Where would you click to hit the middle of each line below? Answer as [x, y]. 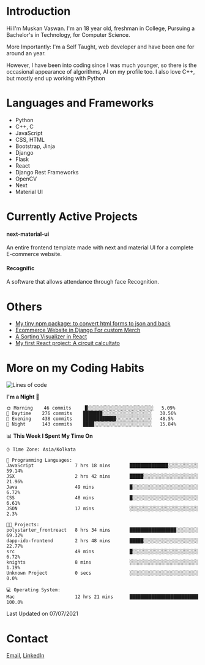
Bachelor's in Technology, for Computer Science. [68, 34]
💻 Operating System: [34, 590]
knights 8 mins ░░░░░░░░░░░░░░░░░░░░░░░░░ [102, 562]
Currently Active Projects [72, 217]
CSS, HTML [30, 139]
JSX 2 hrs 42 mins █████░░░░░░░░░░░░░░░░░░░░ [102, 476]
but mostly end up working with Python [56, 78]
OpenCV [26, 179]
